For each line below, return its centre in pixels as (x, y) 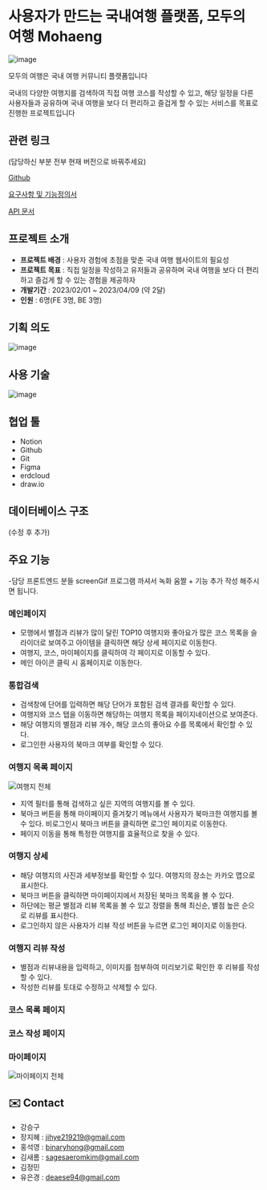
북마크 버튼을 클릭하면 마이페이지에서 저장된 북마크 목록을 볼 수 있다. (127, 895)
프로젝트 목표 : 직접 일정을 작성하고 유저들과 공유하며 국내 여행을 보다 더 (132, 270)
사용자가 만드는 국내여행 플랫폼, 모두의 (127, 16)
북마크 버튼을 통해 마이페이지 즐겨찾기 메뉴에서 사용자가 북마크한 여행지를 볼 (139, 813)
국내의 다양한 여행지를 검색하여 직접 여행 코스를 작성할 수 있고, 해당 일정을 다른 (131, 92)
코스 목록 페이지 (37, 1010)
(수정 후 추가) (29, 532)
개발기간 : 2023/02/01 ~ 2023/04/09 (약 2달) (93, 290)
